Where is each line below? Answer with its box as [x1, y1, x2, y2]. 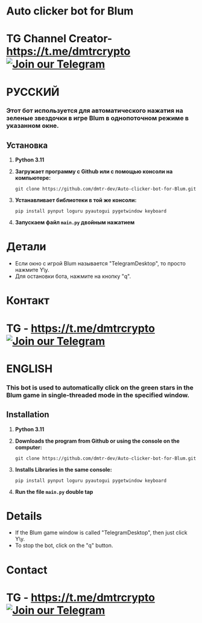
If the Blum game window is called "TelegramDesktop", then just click [14, 529, 188, 536]
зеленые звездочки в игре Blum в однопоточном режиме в [6, 114, 189, 122]
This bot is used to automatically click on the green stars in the [6, 383, 194, 391]
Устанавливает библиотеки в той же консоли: [14, 197, 137, 204]
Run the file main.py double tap [14, 488, 93, 495]
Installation [6, 410, 49, 420]
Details [6, 509, 42, 523]
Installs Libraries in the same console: [14, 466, 113, 473]
